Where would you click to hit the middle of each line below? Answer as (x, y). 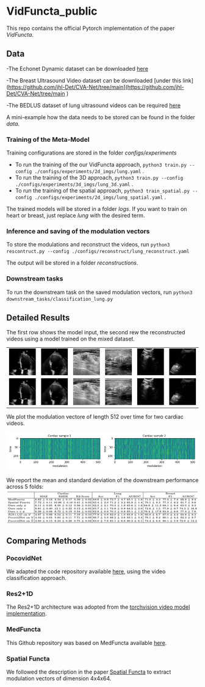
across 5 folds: (25, 487)
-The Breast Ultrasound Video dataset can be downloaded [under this (94, 80)
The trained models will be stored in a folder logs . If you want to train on (97, 209)
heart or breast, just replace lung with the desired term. (76, 216)
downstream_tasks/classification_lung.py (60, 299)
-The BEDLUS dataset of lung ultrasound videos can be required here (94, 105)
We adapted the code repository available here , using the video (86, 571)
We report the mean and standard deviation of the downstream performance (103, 480)
